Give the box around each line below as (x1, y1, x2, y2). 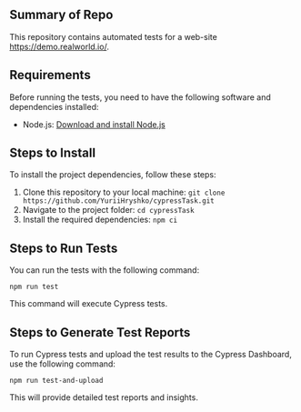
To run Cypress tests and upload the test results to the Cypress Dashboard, (9, 349, 293, 360)
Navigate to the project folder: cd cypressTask (22, 205, 195, 216)
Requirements (9, 67, 91, 83)
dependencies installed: (9, 101, 99, 112)
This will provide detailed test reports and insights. (9, 392, 198, 403)
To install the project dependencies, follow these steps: (9, 169, 216, 180)
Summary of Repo (9, 7, 114, 23)
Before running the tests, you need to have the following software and (9, 91, 271, 103)
